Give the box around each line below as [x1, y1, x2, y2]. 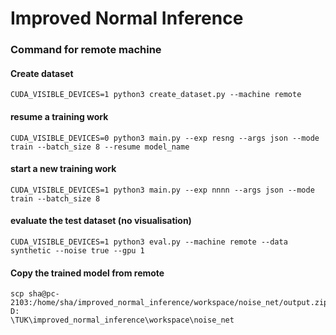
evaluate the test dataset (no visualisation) [10, 215, 192, 227]
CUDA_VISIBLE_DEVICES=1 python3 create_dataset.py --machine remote [10, 90, 302, 100]
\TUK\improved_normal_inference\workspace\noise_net [10, 315, 235, 326]
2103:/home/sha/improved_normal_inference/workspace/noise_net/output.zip [10, 298, 329, 308]
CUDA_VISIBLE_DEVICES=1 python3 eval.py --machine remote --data [10, 237, 288, 247]
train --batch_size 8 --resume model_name [10, 142, 190, 152]
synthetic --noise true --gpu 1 [10, 245, 145, 256]
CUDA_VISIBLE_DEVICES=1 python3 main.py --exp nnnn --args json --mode [10, 185, 315, 195]
